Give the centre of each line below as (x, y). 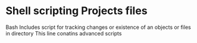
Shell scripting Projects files (76, 11)
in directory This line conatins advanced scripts (64, 33)
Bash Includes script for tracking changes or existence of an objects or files (98, 27)
